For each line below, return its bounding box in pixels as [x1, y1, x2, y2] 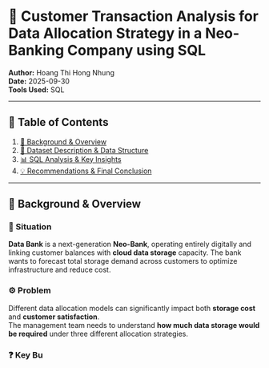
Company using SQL [66, 42, 207, 59]
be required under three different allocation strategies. [8, 329, 189, 338]
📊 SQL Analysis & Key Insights [19, 154, 122, 164]
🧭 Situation [8, 221, 52, 233]
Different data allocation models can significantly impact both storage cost [8, 303, 256, 313]
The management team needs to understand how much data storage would [8, 320, 260, 330]
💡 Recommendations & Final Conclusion [19, 166, 152, 176]
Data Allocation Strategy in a [8, 24, 203, 42]
